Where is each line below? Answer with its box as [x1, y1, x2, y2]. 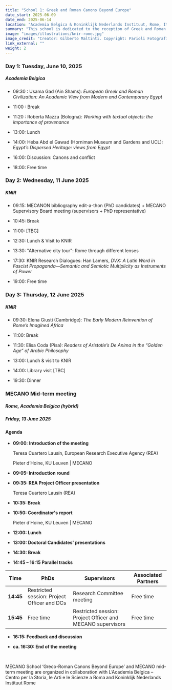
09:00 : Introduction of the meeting [12, 440, 89, 447]
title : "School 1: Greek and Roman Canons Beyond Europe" [5, 7, 132, 13]
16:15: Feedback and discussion [12, 634, 82, 640]
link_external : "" [5, 41, 45, 46]
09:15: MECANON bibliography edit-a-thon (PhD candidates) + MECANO [12, 202, 166, 209]
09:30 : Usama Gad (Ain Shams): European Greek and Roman [12, 88, 143, 94]
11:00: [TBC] [12, 228, 39, 234]
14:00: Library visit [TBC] [12, 368, 66, 374]
